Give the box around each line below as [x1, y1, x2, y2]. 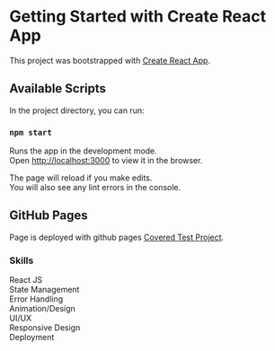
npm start [9, 127, 52, 137]
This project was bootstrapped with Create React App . [9, 55, 211, 66]
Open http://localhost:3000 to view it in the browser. [9, 155, 203, 166]
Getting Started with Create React [9, 6, 267, 27]
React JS [9, 275, 43, 285]
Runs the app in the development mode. [9, 145, 157, 156]
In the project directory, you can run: [9, 105, 145, 116]
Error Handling [9, 294, 64, 304]
